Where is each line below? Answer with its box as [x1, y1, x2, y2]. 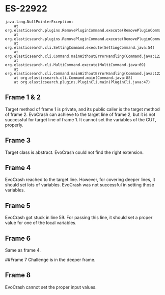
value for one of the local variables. [5, 220, 77, 226]
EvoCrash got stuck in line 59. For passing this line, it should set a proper [5, 215, 153, 221]
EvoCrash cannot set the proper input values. [5, 284, 97, 290]
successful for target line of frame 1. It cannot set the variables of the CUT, [5, 116, 157, 122]
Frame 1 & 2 [5, 93, 41, 102]
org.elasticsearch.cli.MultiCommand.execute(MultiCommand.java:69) [5, 62, 146, 67]
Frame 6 [5, 234, 31, 242]
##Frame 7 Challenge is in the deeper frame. [5, 257, 96, 262]
